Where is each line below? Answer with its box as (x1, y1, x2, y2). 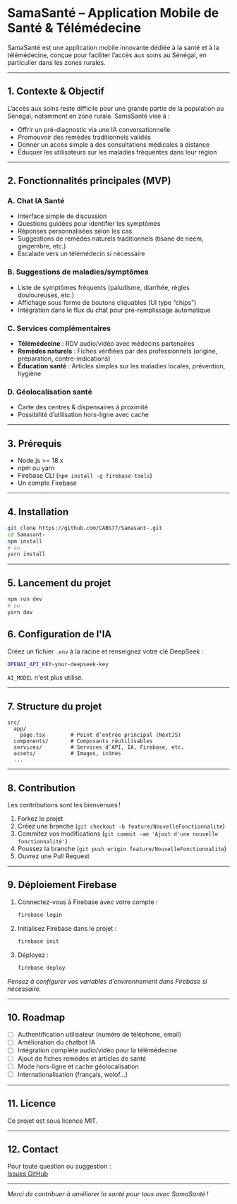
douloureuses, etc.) (17, 291, 75, 299)
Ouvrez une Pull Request (17, 852, 90, 860)
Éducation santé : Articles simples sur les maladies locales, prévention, (17, 362, 226, 371)
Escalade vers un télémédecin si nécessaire (17, 249, 145, 258)
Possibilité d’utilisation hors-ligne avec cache (17, 411, 150, 419)
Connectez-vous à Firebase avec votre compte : (17, 898, 158, 906)
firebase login (17, 911, 63, 918)
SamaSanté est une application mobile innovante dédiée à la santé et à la (7, 43, 220, 52)
